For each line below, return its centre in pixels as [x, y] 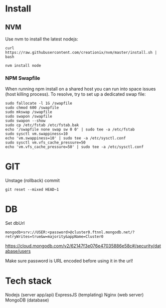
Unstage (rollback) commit [32, 180]
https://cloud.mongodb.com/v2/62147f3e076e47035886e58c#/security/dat [83, 246]
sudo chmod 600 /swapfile [32, 108]
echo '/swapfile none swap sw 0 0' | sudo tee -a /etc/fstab [70, 130]
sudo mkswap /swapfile [29, 112]
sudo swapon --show [25, 121]
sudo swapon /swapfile [29, 117]
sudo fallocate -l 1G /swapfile [39, 103]
